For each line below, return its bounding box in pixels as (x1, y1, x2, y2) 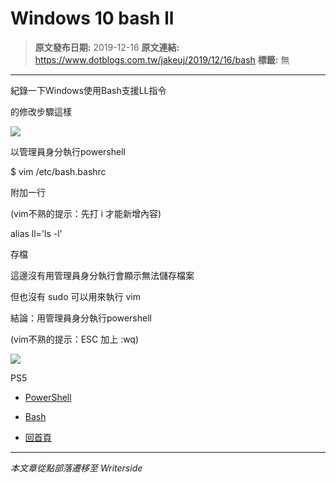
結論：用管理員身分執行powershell (10, 312, 152, 324)
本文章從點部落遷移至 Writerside (10, 462, 143, 474)
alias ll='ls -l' (10, 227, 63, 239)
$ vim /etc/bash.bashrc (10, 165, 107, 177)
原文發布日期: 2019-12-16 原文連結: (34, 41, 180, 53)
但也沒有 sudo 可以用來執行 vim (10, 290, 141, 302)
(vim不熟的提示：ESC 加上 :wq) (10, 333, 140, 345)
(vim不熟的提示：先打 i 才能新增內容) (10, 207, 162, 219)
